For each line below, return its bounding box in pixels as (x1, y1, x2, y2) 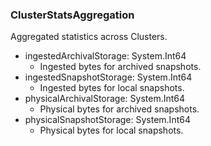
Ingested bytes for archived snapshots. (39, 61, 202, 73)
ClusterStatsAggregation (10, 8, 135, 22)
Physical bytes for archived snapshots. (39, 103, 200, 115)
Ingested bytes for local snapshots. (39, 82, 185, 94)
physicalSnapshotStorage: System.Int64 (24, 114, 191, 126)
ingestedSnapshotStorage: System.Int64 (24, 71, 193, 83)
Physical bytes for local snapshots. (39, 124, 184, 137)
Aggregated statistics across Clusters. (10, 31, 168, 43)
